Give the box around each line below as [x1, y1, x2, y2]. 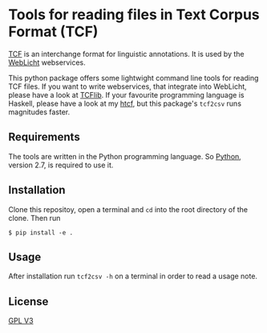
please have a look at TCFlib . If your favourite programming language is [8, 90, 245, 99]
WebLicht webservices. [8, 58, 86, 67]
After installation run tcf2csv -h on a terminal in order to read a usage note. [8, 271, 258, 281]
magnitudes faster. [8, 106, 71, 117]
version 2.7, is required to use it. [8, 160, 114, 170]
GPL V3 [8, 316, 34, 326]
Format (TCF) [8, 22, 99, 41]
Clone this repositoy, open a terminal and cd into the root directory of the [8, 204, 249, 214]
